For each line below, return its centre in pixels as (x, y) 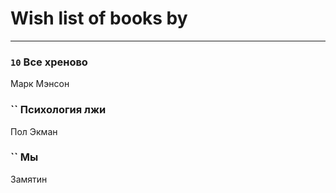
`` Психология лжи (58, 110)
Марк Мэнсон (40, 84)
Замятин (29, 179)
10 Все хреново (49, 62)
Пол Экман (34, 131)
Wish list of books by (99, 18)
